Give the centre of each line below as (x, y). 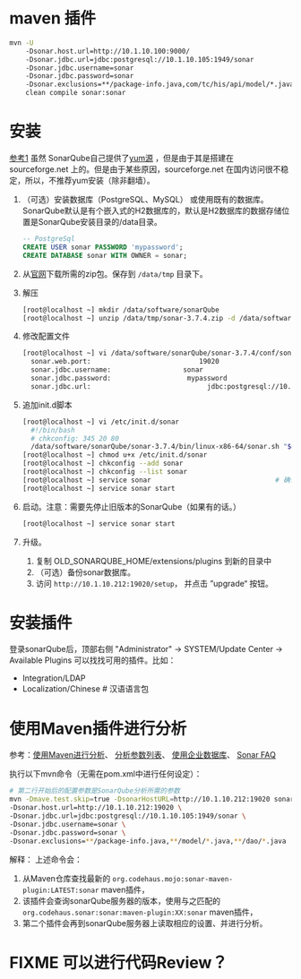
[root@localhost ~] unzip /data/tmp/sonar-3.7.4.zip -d (129, 318)
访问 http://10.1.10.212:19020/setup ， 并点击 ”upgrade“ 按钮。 (154, 583)
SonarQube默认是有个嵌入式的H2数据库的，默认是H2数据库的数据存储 (152, 210)
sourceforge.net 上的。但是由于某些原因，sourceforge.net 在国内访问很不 (145, 169)
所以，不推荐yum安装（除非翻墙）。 (90, 180)
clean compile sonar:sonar (76, 93)
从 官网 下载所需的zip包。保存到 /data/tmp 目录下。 (115, 273)
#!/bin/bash (53, 430)
